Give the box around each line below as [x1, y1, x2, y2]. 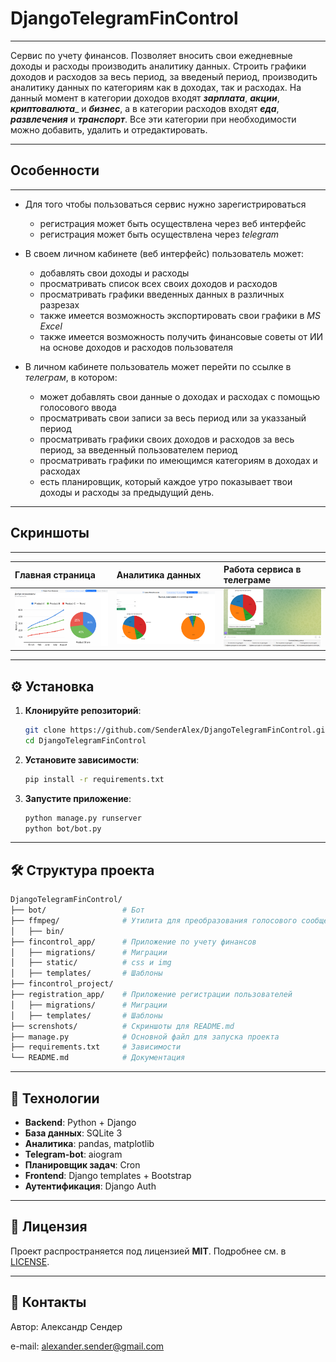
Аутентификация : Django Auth [24, 1180, 157, 1192]
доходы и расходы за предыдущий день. [39, 486, 215, 498]
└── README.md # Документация [10, 1053, 186, 1063]
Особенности [10, 162, 100, 179]
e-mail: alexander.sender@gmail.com [10, 1340, 165, 1352]
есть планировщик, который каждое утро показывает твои [39, 475, 293, 487]
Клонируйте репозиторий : [24, 705, 142, 717]
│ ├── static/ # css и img [10, 958, 172, 968]
